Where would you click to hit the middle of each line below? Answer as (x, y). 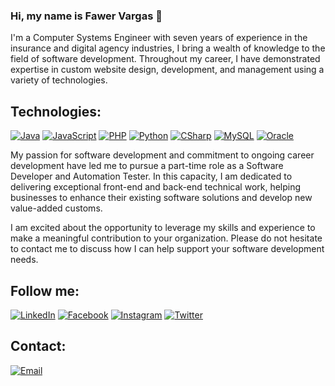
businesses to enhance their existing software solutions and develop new (161, 198)
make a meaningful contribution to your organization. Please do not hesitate (166, 238)
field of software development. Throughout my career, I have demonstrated (165, 59)
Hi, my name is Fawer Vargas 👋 (86, 16)
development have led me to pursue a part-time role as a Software (147, 166)
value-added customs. (56, 208)
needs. (24, 260)
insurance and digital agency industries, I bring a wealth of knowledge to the (168, 48)
